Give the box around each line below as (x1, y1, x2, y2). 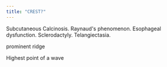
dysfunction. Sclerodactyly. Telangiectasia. (6, 31, 111, 39)
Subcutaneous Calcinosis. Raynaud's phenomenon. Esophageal (6, 25, 161, 32)
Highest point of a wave (6, 54, 64, 61)
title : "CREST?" (6, 8, 46, 15)
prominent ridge (6, 43, 45, 50)
